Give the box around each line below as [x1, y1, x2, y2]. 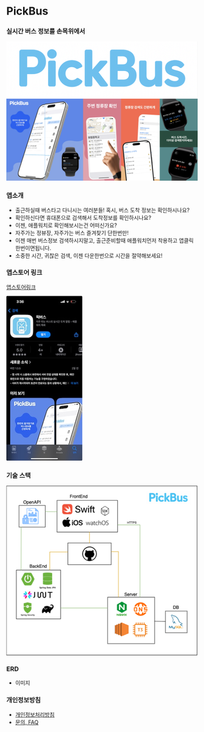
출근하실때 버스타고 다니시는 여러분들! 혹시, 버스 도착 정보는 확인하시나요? [15, 206, 190, 214]
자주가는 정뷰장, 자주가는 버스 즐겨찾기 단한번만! [15, 229, 129, 236]
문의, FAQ [15, 718, 39, 726]
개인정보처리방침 [15, 711, 55, 718]
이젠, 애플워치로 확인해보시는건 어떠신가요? [15, 222, 117, 229]
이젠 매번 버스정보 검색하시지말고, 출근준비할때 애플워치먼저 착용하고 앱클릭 [15, 237, 194, 244]
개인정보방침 [6, 696, 41, 705]
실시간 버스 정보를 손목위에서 [6, 27, 86, 36]
